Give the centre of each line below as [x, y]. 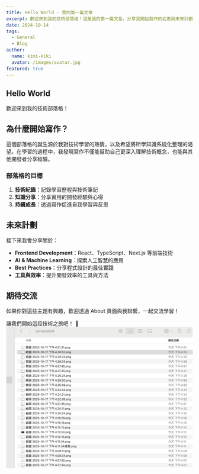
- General [23, 38]
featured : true [25, 69]
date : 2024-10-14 [28, 25]
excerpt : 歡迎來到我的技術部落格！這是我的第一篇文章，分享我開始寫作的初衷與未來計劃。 [102, 19]
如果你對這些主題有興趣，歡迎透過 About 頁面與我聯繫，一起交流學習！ [93, 311]
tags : [13, 31]
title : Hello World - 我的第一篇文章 [49, 12]
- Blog [20, 44]
